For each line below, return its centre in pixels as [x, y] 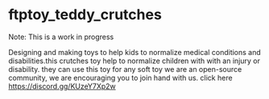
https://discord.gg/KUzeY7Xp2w [62, 86]
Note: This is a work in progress [61, 37]
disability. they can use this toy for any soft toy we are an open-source [125, 69]
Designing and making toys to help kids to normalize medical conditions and [135, 52]
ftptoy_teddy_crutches [85, 15]
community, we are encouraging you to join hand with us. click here [120, 77]
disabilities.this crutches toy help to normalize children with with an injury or [134, 61]
